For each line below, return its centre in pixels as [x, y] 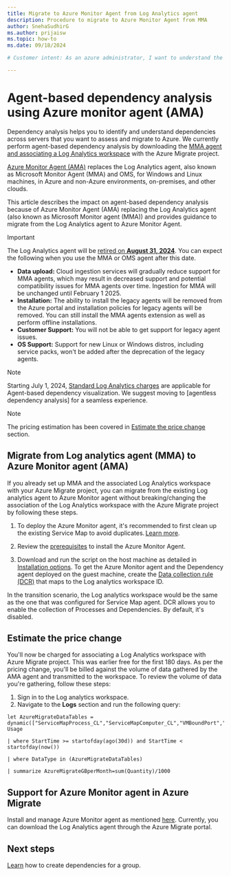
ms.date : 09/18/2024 [37, 45]
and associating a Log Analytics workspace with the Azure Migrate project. [113, 153]
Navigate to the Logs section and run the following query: [99, 705]
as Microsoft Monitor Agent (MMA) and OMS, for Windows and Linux [105, 174]
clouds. [18, 188]
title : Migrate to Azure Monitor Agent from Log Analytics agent [102, 13]
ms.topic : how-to [32, 39]
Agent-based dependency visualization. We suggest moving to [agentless [112, 393]
